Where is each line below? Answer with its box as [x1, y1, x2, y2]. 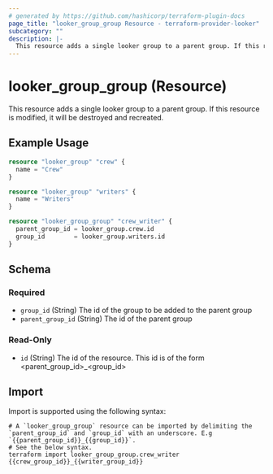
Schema [8, 263, 51, 276]
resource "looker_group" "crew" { [8, 158, 126, 166]
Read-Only [8, 334, 53, 346]
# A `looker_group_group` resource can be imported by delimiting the [8, 422, 253, 431]
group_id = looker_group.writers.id [15, 233, 165, 241]
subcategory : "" [8, 27, 63, 35]
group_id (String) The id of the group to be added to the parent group [19, 306, 253, 315]
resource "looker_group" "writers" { [8, 188, 136, 196]
